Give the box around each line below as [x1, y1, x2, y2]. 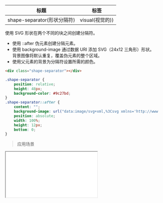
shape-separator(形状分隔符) [7, 17, 76, 23]
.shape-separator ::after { [5, 100, 60, 105]
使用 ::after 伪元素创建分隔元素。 [12, 41, 78, 46]
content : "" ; [14, 104, 41, 109]
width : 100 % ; [14, 118, 41, 123]
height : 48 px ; [14, 86, 42, 91]
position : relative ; [14, 81, 56, 87]
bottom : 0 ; [14, 127, 36, 132]
